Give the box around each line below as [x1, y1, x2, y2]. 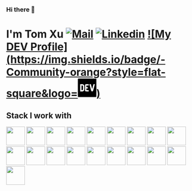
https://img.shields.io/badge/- [10, 53, 166, 66]
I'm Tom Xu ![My [6, 27, 172, 41]
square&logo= [6, 87, 78, 100]
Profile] [30, 40, 68, 54]
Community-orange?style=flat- [6, 66, 166, 79]
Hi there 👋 [6, 5, 36, 14]
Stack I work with [6, 110, 72, 121]
